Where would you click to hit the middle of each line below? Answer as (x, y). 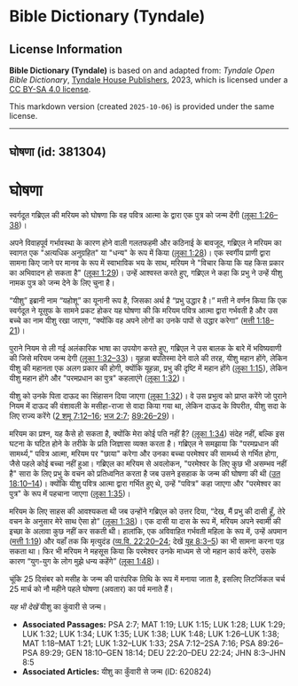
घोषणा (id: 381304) (58, 152)
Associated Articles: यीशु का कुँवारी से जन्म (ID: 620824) (117, 672)
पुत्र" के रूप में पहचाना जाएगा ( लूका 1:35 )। (70, 493)
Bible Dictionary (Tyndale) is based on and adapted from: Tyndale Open (142, 70)
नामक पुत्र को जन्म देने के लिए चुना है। (62, 283)
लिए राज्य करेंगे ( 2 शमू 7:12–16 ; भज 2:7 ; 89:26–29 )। (92, 416)
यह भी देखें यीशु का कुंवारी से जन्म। (58, 607)
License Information (66, 49)
